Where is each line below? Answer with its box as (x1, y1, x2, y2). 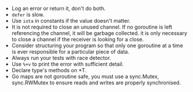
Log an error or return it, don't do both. (11, 5, 106, 12)
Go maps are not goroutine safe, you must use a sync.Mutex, (11, 73, 160, 80)
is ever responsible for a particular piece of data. (11, 48, 130, 55)
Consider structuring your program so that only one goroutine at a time (11, 42, 184, 49)
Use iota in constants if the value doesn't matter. (11, 17, 131, 24)
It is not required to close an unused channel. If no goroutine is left (11, 23, 172, 30)
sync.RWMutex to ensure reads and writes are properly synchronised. (11, 79, 181, 86)
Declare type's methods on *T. (11, 67, 87, 73)
